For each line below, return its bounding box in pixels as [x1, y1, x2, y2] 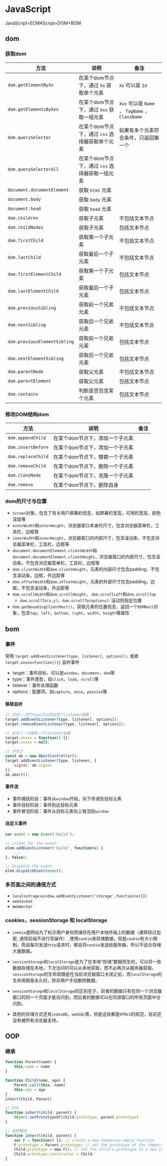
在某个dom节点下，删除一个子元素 [53, 463, 134, 470]
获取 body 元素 [79, 196, 112, 203]
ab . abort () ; [5, 772, 30, 777]
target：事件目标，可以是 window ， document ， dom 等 [12, 669, 115, 675]
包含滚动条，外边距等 [25, 585, 70, 591]
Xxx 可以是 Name [119, 100, 155, 107]
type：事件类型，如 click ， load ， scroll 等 [12, 676, 99, 682]
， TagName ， [119, 107, 150, 114]
